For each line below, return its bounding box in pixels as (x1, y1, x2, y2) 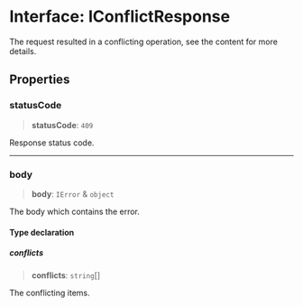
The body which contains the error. (9, 206, 140, 217)
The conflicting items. (9, 287, 90, 299)
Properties (9, 72, 70, 88)
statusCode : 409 (31, 119, 94, 130)
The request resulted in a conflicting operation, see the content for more (9, 36, 278, 47)
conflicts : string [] (31, 270, 101, 281)
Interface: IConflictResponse (9, 6, 231, 27)
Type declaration (9, 227, 75, 237)
